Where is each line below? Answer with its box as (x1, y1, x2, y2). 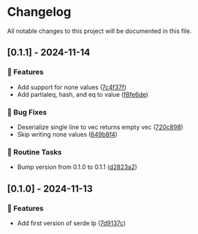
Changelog (7, 4, 71, 20)
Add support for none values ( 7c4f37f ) (16, 83, 127, 91)
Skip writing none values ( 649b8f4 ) (16, 130, 118, 138)
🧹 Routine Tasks (7, 147, 62, 156)
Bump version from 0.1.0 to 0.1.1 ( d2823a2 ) (16, 163, 137, 172)
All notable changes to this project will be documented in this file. (7, 27, 192, 35)
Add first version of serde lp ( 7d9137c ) (16, 219, 126, 227)
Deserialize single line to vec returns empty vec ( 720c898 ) (16, 123, 184, 131)
